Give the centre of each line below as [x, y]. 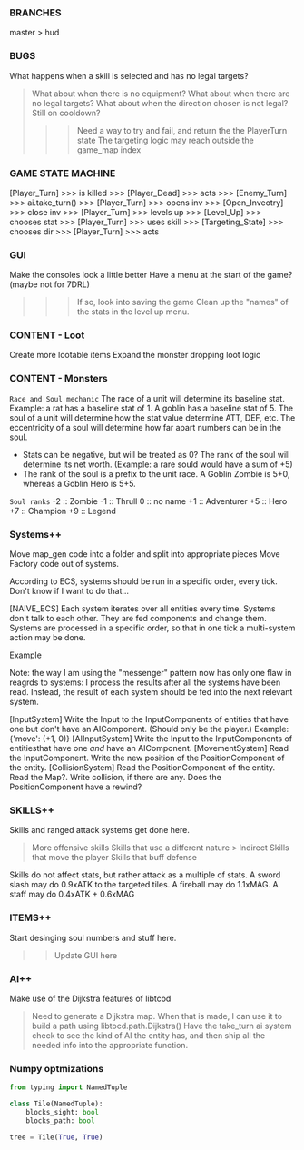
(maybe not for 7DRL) [50, 284]
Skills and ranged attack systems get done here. [100, 830]
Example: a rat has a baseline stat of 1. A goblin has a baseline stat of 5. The [151, 408]
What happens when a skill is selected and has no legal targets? [129, 75]
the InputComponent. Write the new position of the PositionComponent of [147, 758]
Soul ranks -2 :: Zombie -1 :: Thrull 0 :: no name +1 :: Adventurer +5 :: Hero [148, 501]
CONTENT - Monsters [59, 379]
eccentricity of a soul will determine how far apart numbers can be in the [146, 427]
